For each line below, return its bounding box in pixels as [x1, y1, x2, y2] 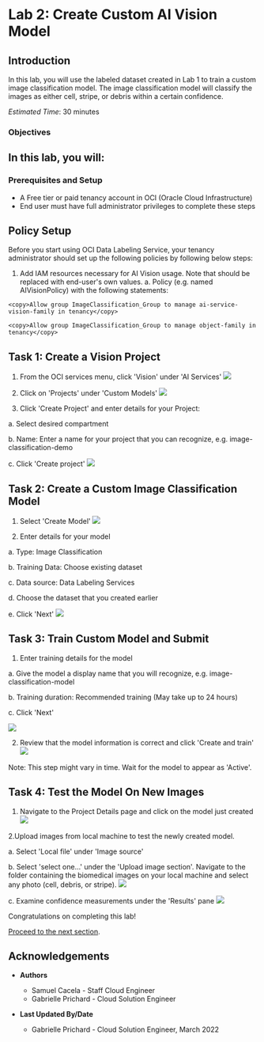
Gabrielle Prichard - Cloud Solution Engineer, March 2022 [31, 1025, 220, 1034]
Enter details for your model [19, 532, 111, 541]
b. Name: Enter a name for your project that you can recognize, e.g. [8, 434, 228, 444]
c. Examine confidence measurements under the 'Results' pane [8, 896, 215, 905]
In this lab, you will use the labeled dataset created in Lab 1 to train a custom [8, 75, 257, 84]
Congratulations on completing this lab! [8, 911, 137, 921]
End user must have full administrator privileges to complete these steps [19, 201, 256, 210]
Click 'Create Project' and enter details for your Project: [19, 404, 200, 413]
